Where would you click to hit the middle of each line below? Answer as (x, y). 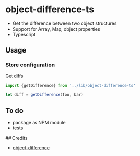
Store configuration (30, 65)
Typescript (24, 34)
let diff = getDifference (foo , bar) (44, 95)
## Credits (16, 138)
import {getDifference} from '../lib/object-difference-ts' (71, 85)
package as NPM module (39, 123)
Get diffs (14, 76)
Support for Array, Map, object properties (56, 29)
